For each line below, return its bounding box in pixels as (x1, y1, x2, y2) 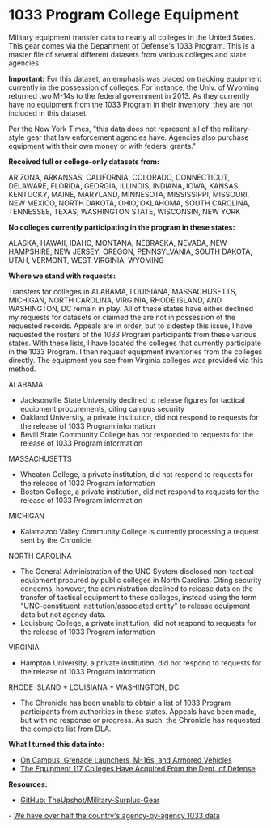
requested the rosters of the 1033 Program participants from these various (8, 329, 257, 339)
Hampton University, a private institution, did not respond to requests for (19, 657, 262, 668)
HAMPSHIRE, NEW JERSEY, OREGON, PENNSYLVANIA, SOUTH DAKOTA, (8, 247, 253, 256)
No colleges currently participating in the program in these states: (8, 222, 235, 232)
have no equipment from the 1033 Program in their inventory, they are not (8, 99, 253, 109)
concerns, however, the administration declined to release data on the (19, 584, 253, 594)
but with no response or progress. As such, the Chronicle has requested (19, 715, 261, 724)
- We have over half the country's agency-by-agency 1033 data (8, 810, 220, 820)
